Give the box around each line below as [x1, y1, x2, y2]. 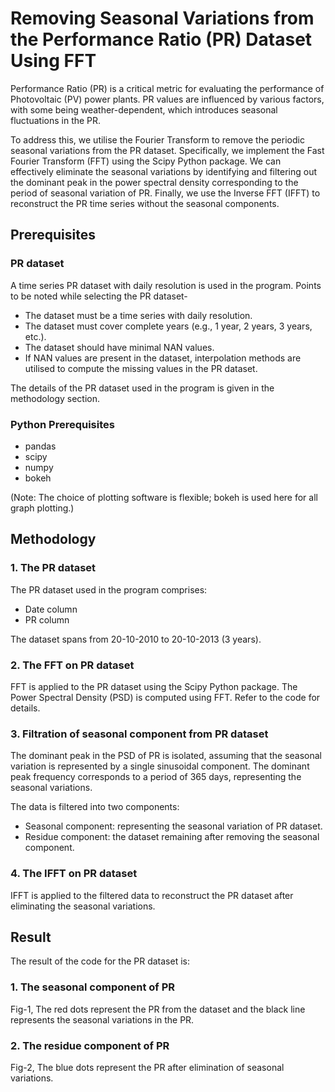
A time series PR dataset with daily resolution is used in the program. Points [10, 279, 322, 291]
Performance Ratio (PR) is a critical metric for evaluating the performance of [10, 82, 325, 94]
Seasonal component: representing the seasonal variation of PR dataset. [24, 820, 323, 832]
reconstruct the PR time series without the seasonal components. [10, 197, 280, 209]
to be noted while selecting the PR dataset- [10, 290, 188, 302]
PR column [24, 613, 70, 626]
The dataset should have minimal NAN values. [24, 341, 215, 353]
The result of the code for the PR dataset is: [10, 955, 190, 967]
